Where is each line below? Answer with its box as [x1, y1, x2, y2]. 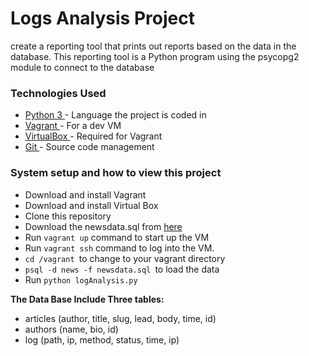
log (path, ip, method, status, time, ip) [24, 333, 180, 346]
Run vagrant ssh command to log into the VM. [24, 242, 215, 254]
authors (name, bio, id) [24, 323, 119, 335]
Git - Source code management [24, 141, 155, 153]
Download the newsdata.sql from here [24, 220, 183, 232]
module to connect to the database [10, 61, 155, 73]
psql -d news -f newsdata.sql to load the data [24, 263, 220, 275]
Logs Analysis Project [10, 7, 195, 30]
